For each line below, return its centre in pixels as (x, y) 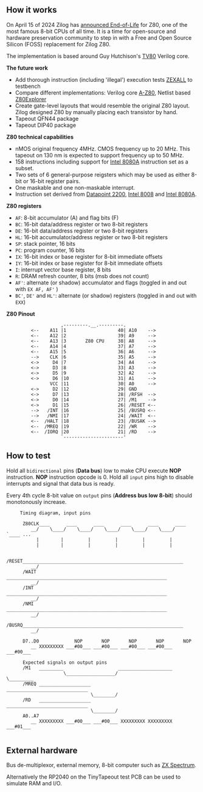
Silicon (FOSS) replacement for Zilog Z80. (59, 44)
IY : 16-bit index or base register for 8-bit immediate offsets (89, 263)
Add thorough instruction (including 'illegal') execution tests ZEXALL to (104, 79)
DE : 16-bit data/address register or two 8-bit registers (81, 231)
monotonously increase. (36, 502)
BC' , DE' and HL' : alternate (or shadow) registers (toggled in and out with (106, 295)
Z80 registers (24, 206)
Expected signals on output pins (65, 662)
